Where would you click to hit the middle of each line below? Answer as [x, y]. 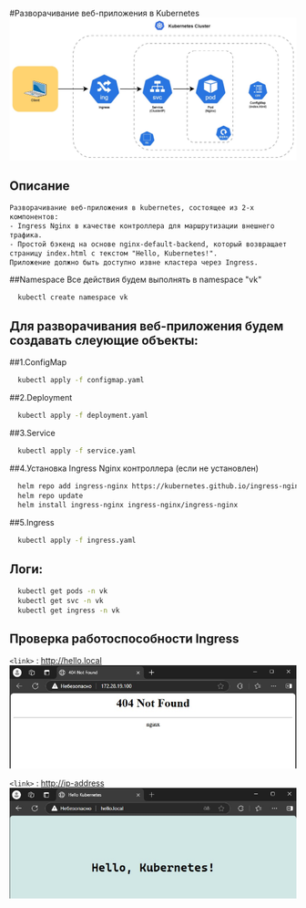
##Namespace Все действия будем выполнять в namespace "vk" [136, 280]
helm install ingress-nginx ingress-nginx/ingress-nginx [128, 506]
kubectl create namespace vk [73, 297]
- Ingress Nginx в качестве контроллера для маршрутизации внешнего [142, 226]
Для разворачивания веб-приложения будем [147, 326]
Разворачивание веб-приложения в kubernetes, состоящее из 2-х [132, 208]
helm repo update [51, 496]
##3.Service [33, 433]
